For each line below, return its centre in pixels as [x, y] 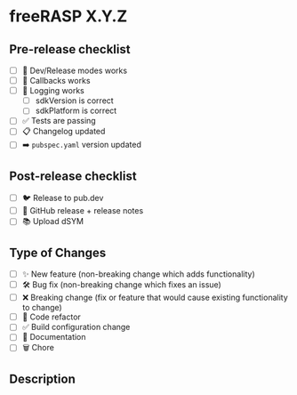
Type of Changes [58, 252]
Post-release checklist [73, 176]
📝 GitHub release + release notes [83, 211]
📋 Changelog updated [64, 132]
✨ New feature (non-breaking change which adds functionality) [138, 274]
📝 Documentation [54, 337]
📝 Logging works [53, 91]
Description [42, 379]
